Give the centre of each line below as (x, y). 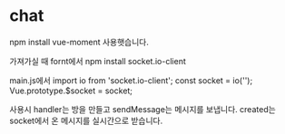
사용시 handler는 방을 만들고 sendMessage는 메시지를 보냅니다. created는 (143, 109)
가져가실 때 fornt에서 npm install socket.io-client (98, 61)
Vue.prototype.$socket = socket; (71, 91)
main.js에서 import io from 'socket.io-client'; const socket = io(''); (131, 80)
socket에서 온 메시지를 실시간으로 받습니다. (86, 120)
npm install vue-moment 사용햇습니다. (79, 42)
